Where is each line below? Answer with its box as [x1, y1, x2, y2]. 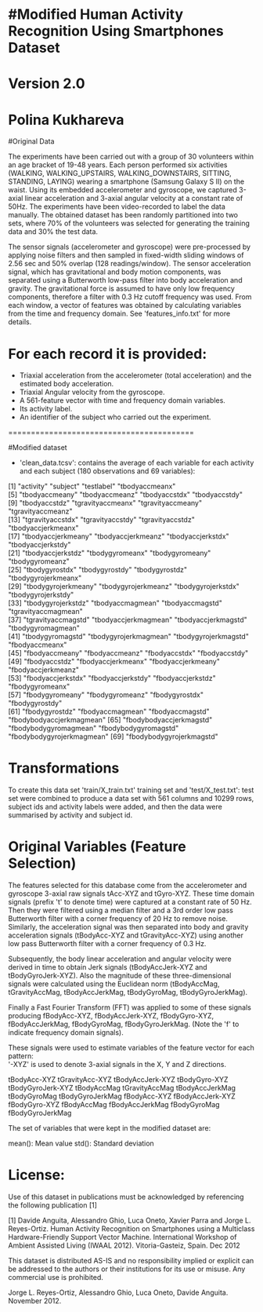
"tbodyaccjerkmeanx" [8, 524, 79, 533]
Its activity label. [19, 404, 73, 414]
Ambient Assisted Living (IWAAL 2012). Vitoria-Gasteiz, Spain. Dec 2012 [8, 1241, 240, 1250]
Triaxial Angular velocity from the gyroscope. [19, 387, 165, 397]
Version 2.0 [8, 75, 85, 93]
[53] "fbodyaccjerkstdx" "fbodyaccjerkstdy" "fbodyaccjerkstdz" [8, 674, 217, 683]
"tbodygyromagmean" [8, 623, 81, 633]
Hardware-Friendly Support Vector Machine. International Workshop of [8, 1233, 237, 1242]
